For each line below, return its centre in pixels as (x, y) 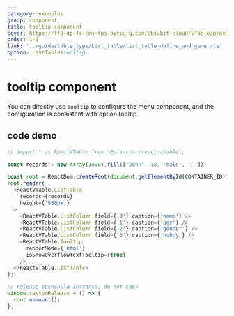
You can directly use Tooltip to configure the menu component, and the (111, 106)
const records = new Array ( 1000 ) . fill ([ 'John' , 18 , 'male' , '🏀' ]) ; (107, 165)
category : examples (36, 14)
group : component (32, 20)
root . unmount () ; (37, 300)
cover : (17, 33)
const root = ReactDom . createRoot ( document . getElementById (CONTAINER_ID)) (118, 177)
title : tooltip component (45, 27)
